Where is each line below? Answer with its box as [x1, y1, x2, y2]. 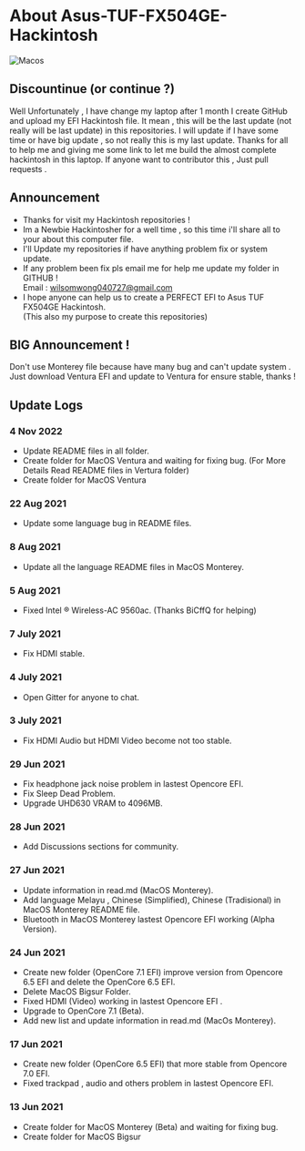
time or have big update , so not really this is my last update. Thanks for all [9, 134, 289, 146]
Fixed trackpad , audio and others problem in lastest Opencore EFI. [22, 1078, 274, 1089]
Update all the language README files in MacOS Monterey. [22, 561, 244, 572]
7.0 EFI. [22, 1068, 50, 1079]
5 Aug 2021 [9, 584, 61, 596]
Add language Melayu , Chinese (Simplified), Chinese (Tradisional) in [22, 894, 281, 905]
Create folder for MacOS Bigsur [22, 1131, 141, 1142]
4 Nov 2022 [9, 424, 63, 437]
